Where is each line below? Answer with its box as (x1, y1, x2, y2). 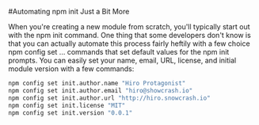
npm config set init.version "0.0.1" (8, 108, 133, 117)
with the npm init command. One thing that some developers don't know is (8, 31, 251, 40)
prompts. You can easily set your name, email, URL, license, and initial (8, 55, 237, 65)
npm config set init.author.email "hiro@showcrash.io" (8, 86, 193, 94)
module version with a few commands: (8, 64, 135, 74)
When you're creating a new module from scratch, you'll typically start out (8, 22, 251, 31)
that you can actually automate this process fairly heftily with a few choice (8, 39, 251, 48)
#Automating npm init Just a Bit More (8, 7, 130, 16)
